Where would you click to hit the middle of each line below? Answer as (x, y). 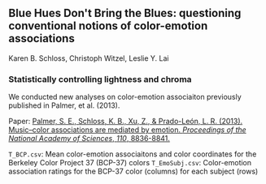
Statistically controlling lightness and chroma (100, 79)
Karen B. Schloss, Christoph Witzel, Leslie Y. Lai (89, 58)
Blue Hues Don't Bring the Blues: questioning (125, 13)
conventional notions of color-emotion (108, 26)
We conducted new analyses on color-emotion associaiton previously (125, 97)
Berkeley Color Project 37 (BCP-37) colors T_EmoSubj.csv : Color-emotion (130, 163)
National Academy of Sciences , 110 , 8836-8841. (89, 139)
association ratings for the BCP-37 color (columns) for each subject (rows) (133, 171)
